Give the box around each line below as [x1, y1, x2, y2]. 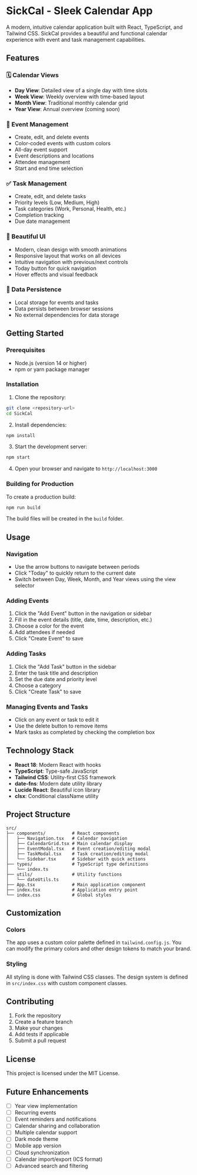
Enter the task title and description [14, 669, 98, 676]
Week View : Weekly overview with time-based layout [14, 93, 145, 100]
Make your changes [14, 1024, 63, 1032]
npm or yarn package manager [14, 366, 90, 373]
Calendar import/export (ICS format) [14, 1156, 103, 1163]
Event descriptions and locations [14, 152, 94, 159]
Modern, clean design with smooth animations [14, 246, 127, 253]
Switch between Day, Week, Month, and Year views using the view [14, 576, 176, 583]
